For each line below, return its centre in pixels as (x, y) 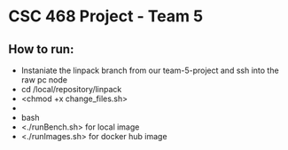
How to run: (41, 49)
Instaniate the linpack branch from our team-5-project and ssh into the (150, 70)
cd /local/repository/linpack (71, 89)
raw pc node (44, 80)
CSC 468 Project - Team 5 (106, 16)
